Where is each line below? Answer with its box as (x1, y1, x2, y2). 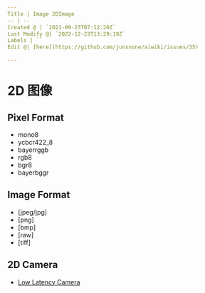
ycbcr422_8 (17, 138, 53, 146)
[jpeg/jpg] (17, 207, 48, 216)
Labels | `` (7, 37, 43, 44)
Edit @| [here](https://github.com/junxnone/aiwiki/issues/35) (7, 43, 199, 51)
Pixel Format (7, 111, 64, 123)
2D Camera (7, 259, 58, 271)
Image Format (7, 189, 70, 201)
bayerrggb (17, 145, 49, 154)
